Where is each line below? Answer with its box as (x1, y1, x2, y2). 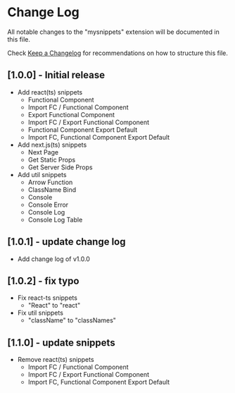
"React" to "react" (27, 301, 81, 310)
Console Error (27, 200, 69, 209)
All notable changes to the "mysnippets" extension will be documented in (7, 28, 220, 36)
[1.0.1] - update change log (7, 236, 126, 248)
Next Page (27, 147, 58, 156)
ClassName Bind (27, 185, 77, 194)
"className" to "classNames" (27, 316, 116, 325)
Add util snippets (17, 170, 67, 179)
